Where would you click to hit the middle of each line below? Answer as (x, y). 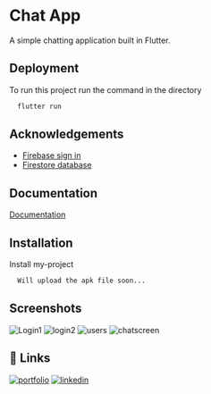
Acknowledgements (67, 134)
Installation (41, 243)
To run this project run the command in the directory (105, 89)
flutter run (40, 106)
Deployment (44, 68)
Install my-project (42, 264)
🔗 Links (30, 358)
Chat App (45, 16)
